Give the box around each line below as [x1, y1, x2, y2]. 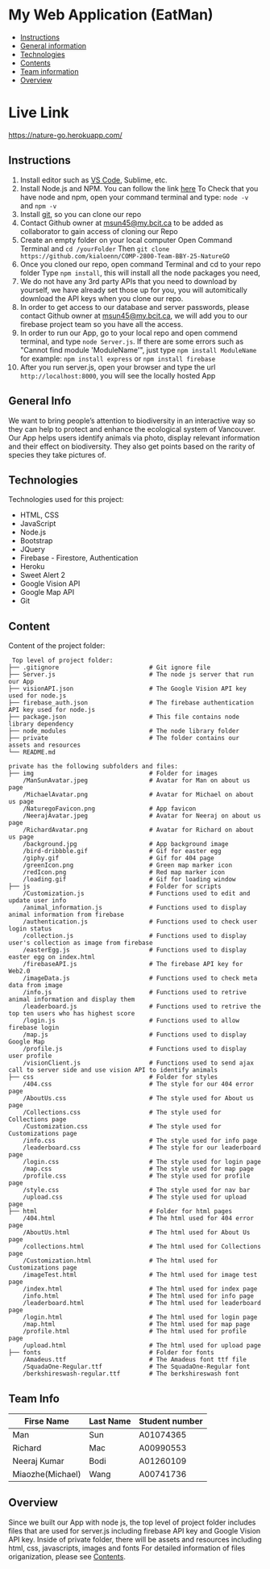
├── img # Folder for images [8, 769, 218, 778]
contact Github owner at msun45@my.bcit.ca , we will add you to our [19, 311, 248, 320]
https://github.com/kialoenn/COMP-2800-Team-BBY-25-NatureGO [19, 252, 231, 260]
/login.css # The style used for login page [23, 1158, 262, 1166]
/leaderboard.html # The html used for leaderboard [23, 1299, 262, 1307]
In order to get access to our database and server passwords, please [19, 302, 250, 312]
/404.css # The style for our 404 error [23, 1080, 254, 1089]
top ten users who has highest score [8, 1010, 135, 1018]
